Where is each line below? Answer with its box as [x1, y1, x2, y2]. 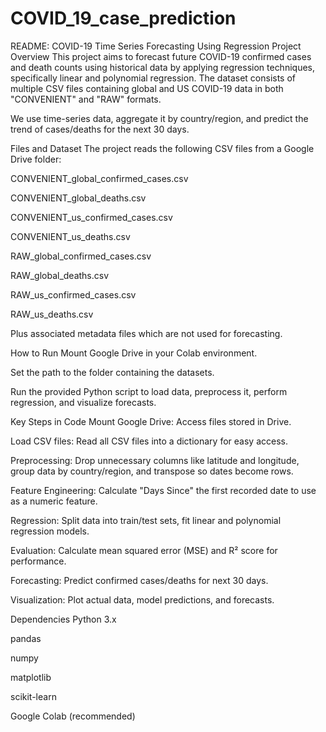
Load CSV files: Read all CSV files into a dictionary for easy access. [10, 435, 288, 447]
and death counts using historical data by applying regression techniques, [10, 61, 315, 73]
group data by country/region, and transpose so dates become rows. [10, 465, 294, 477]
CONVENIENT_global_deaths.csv [10, 192, 147, 204]
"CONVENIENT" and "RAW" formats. [10, 93, 162, 105]
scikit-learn [10, 690, 57, 702]
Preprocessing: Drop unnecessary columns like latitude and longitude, [10, 454, 300, 466]
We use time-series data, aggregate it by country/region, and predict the [10, 112, 309, 124]
